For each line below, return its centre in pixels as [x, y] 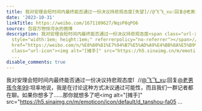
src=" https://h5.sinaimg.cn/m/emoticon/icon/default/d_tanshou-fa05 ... [94, 101]
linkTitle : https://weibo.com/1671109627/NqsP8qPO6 [72, 23]
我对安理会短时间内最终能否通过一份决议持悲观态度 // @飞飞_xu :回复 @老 [97, 80]
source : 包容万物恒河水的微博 [40, 28]
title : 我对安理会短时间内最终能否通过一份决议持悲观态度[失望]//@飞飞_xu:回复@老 [99, 12]
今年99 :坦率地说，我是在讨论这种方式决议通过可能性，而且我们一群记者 [99, 87]
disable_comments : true [36, 62]
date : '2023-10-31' [31, 17]
